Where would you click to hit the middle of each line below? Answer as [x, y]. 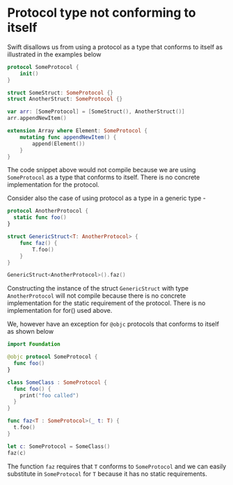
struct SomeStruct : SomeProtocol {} [60, 93]
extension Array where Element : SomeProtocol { [78, 131]
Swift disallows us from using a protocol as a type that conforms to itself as [115, 47]
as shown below [31, 332]
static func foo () [40, 217]
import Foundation [34, 344]
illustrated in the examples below [55, 54]
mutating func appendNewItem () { [68, 137]
